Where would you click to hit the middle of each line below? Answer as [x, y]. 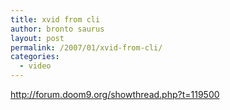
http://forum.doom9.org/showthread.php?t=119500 [115, 94]
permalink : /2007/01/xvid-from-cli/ [86, 47]
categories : [35, 57]
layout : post [37, 38]
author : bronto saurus [57, 29]
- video [35, 66]
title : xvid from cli [55, 19]
